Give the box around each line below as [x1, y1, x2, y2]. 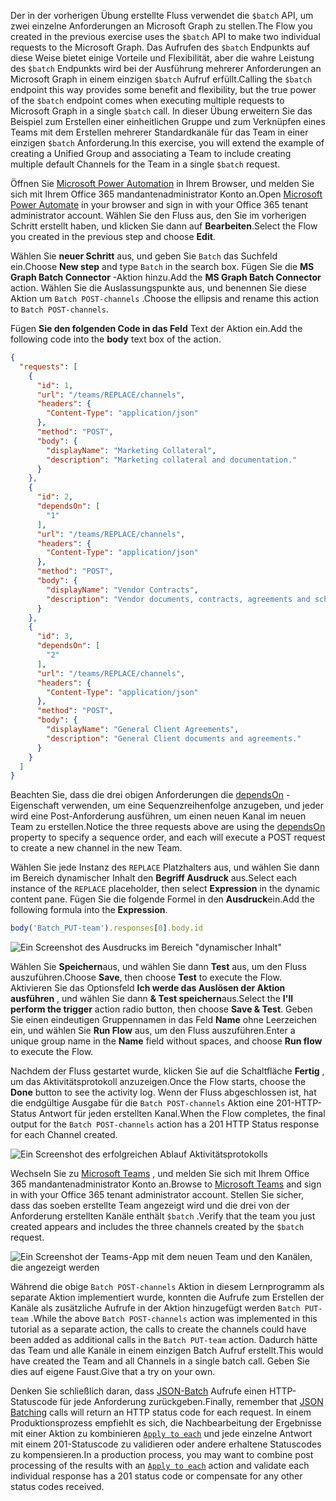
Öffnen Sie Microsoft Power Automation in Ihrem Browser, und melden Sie [10, 178, 315, 189]
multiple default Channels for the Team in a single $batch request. [10, 158, 281, 170]
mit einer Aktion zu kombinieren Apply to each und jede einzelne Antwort [10, 1428, 313, 1440]
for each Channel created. [10, 1129, 118, 1141]
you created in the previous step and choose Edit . [10, 231, 216, 242]
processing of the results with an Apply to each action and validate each [10, 1460, 310, 1472]
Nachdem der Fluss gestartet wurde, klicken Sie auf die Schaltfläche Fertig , [10, 1065, 325, 1077]
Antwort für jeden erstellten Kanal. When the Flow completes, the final [38, 1108, 326, 1120]
